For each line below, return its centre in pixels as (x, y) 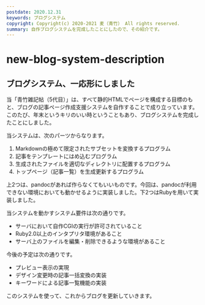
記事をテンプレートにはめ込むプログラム (66, 156)
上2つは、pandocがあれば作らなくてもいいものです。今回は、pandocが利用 (102, 185)
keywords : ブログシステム (36, 18)
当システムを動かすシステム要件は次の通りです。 (68, 213)
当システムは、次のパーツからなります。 (57, 136)
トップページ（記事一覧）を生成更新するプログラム (80, 172)
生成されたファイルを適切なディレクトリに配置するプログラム (93, 164)
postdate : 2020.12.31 (34, 12)
